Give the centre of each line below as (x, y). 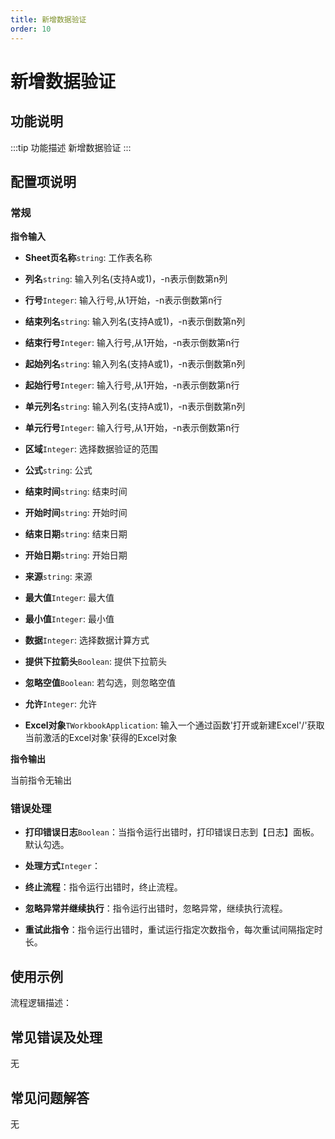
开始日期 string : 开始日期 (76, 555)
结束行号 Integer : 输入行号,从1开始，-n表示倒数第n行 (132, 343)
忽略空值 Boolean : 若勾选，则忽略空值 (100, 683)
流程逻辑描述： (41, 1003)
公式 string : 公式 (58, 470)
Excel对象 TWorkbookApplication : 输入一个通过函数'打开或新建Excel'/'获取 (174, 725)
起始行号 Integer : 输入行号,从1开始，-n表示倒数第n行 (132, 385)
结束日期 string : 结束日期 (76, 534)
